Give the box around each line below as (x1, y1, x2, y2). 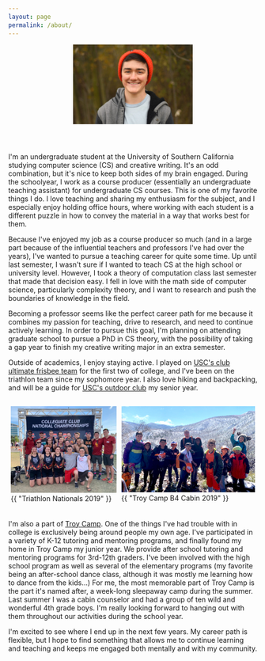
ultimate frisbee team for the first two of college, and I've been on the (8, 366, 235, 375)
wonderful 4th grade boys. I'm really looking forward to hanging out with (8, 602, 245, 613)
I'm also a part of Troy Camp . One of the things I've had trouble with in (8, 519, 238, 528)
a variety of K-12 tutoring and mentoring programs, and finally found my (8, 535, 242, 545)
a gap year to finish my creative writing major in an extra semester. (8, 342, 225, 351)
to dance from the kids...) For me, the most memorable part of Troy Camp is (8, 578, 255, 587)
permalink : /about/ (8, 21, 73, 29)
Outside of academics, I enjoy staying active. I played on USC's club (8, 357, 231, 367)
